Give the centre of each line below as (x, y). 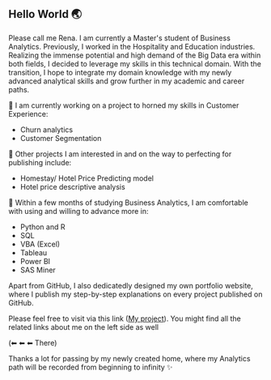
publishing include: (40, 162)
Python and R (42, 227)
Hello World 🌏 (45, 14)
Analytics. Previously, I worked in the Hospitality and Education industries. (132, 46)
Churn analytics (47, 130)
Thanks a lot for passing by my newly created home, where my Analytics (129, 358)
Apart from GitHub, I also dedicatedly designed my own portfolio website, (131, 285)
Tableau (34, 252)
